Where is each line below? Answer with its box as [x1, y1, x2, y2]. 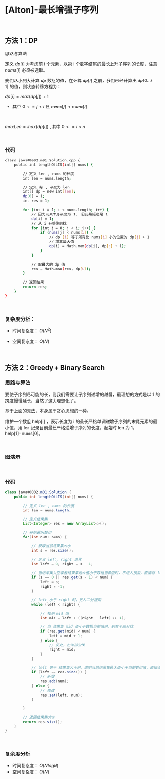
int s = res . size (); [31, 548, 74, 553]
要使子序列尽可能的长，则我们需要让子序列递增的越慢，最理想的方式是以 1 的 [5, 391, 160, 398]
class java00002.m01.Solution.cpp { [5, 158, 80, 163]
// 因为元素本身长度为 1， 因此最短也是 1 [31, 212, 108, 216]
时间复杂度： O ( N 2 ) [12, 327, 52, 334]
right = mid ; [49, 647, 76, 652]
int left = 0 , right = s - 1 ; [31, 562, 93, 566]
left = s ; [40, 580, 60, 585]
